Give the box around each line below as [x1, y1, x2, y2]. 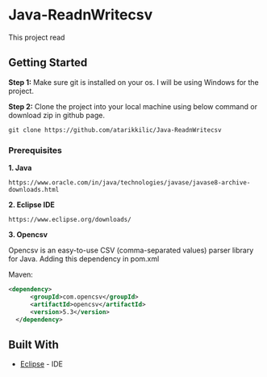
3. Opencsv [8, 230, 48, 239]
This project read [8, 32, 65, 42]
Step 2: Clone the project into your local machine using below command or [8, 101, 258, 111]
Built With [8, 337, 59, 351]
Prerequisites [8, 144, 62, 155]
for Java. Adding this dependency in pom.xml [8, 254, 160, 264]
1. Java [8, 163, 32, 173]
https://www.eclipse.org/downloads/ [8, 216, 131, 224]
